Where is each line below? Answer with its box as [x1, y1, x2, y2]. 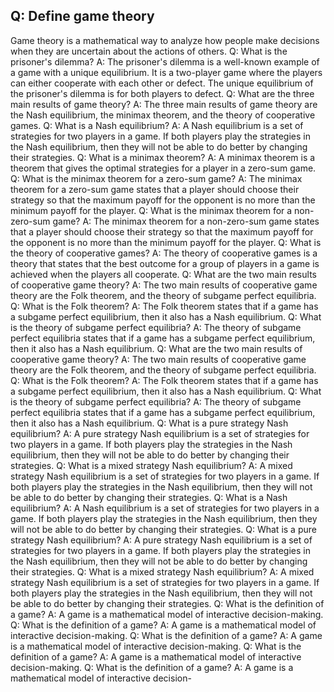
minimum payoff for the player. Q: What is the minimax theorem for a [10, 204, 293, 216]
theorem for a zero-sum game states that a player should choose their [10, 183, 300, 195]
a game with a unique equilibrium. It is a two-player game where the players [10, 66, 323, 78]
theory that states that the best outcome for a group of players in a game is [10, 257, 320, 269]
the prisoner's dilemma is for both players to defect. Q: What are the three [10, 87, 315, 99]
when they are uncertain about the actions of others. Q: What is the [10, 45, 288, 57]
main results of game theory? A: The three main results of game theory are [10, 98, 318, 110]
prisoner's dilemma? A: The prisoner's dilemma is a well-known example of [10, 55, 320, 68]
